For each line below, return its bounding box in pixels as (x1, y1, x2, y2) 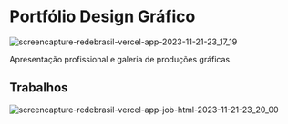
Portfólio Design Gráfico (9, 6, 196, 27)
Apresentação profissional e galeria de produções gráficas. (9, 53, 232, 64)
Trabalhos (9, 80, 68, 96)
